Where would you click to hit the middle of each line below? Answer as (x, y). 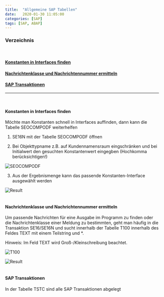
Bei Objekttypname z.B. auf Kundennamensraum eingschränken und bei (85, 146)
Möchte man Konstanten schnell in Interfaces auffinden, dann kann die (76, 122)
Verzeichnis (20, 41)
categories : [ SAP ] (24, 19)
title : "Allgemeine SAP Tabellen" (41, 10)
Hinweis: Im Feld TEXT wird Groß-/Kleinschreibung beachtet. (66, 243)
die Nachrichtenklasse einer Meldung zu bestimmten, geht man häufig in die (82, 223)
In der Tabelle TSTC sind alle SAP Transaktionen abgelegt (63, 289)
